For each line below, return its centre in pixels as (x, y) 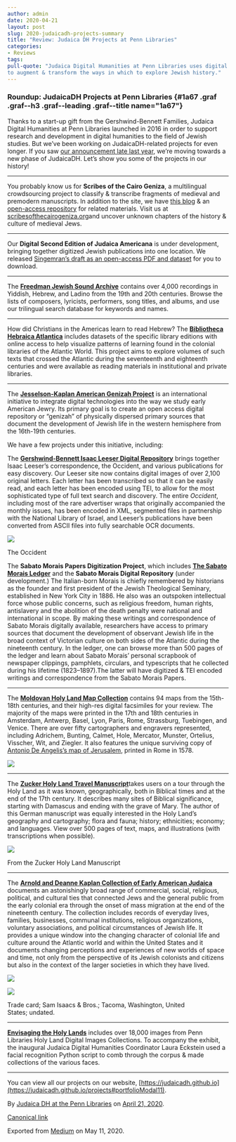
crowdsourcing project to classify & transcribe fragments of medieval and (114, 193)
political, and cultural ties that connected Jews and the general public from (116, 898)
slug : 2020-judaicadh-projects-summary (66, 33)
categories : (25, 46)
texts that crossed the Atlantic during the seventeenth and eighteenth (107, 358)
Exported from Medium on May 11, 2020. (66, 1131)
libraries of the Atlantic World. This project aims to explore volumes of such (116, 351)
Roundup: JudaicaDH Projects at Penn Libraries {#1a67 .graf (112, 97)
